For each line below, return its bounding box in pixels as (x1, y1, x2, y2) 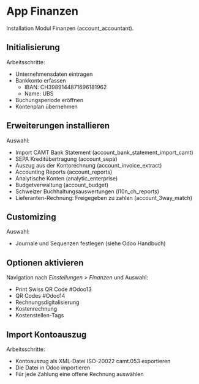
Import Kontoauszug (6, 329, 87, 340)
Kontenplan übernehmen (15, 103, 78, 110)
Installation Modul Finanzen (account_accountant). (6, 24, 134, 32)
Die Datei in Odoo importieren (15, 364, 91, 371)
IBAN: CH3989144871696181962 (24, 83, 107, 90)
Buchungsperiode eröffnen (15, 96, 84, 103)
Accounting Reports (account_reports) (15, 168, 113, 175)
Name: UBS (24, 90, 54, 97)
